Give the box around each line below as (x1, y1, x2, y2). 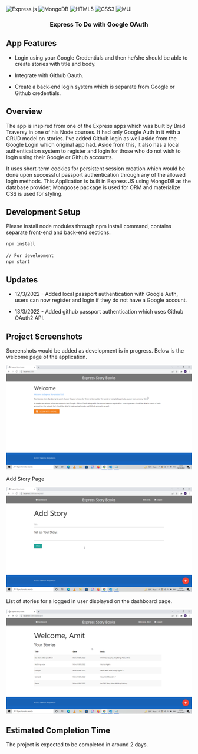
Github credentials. (14, 89, 61, 97)
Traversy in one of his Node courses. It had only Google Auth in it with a (6, 129, 181, 136)
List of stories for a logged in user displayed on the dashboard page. (6, 597, 173, 604)
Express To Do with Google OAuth (49, 20, 148, 28)
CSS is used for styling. (6, 190, 63, 197)
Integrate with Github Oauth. (14, 71, 84, 79)
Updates (6, 275, 38, 285)
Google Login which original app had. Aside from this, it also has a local (6, 141, 180, 148)
